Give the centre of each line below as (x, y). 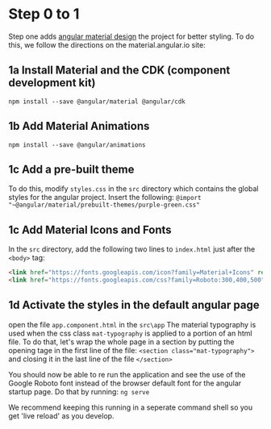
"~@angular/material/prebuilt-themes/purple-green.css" (104, 205)
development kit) (52, 83)
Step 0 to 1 (44, 14)
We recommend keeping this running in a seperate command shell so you (131, 407)
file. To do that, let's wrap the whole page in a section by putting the (121, 342)
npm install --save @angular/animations (77, 145)
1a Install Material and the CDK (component (119, 71)
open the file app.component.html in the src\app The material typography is (132, 324)
